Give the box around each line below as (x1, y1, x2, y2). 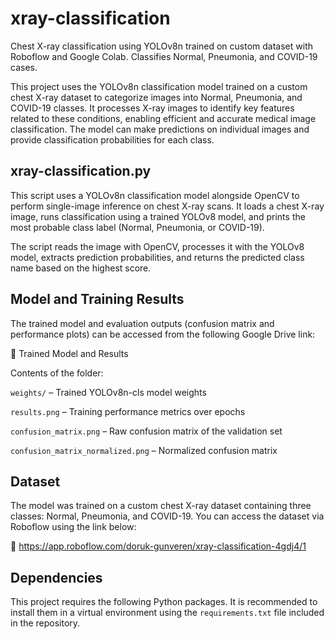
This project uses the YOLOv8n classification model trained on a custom (10, 80, 308, 92)
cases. (10, 61, 38, 73)
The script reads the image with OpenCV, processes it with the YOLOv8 (10, 240, 305, 252)
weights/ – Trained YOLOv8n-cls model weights (10, 386, 207, 398)
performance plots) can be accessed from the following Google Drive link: (10, 328, 316, 340)
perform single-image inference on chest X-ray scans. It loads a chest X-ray (10, 200, 325, 212)
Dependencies (10, 569, 103, 586)
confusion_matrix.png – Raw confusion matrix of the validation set (10, 425, 283, 437)
